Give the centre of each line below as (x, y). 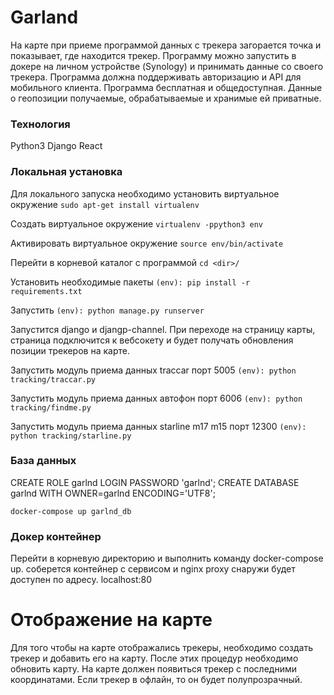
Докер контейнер (56, 536)
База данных (43, 461)
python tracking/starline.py (71, 436)
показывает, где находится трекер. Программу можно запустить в (153, 55)
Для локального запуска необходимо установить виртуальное (145, 193)
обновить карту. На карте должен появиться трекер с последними (153, 669)
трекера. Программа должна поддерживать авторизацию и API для (156, 77)
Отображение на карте (111, 620)
